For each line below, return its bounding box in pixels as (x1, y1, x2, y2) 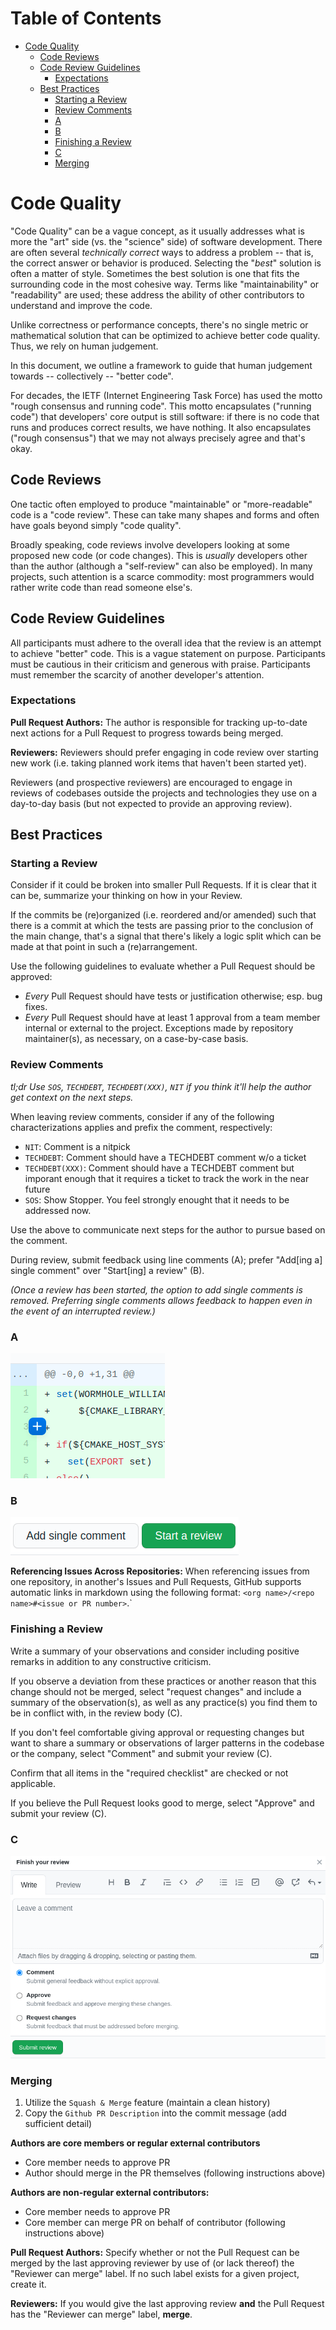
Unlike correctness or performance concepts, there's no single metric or (10, 318, 309, 331)
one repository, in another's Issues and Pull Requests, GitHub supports (10, 1576, 302, 1588)
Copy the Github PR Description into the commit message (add (24, 2107, 287, 2119)
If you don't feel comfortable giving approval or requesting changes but (10, 1726, 305, 1738)
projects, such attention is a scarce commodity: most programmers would (10, 570, 315, 582)
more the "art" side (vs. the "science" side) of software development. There (10, 235, 323, 247)
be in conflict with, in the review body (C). (10, 1707, 183, 1719)
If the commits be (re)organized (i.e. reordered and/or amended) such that (10, 909, 317, 921)
